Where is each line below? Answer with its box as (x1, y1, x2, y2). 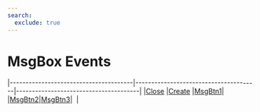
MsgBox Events (7, 52, 112, 70)
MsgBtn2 (9, 95, 39, 104)
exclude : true (14, 19, 60, 27)
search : (7, 11, 33, 20)
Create (168, 87, 191, 96)
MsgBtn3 (41, 95, 71, 104)
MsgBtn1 (194, 87, 222, 96)
